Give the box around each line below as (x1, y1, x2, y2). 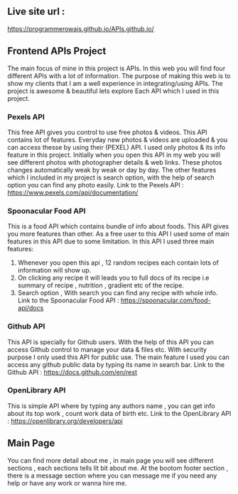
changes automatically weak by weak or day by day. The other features (7, 165, 217, 174)
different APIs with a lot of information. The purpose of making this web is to (7, 71, 231, 80)
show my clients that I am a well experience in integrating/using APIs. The (7, 79, 223, 87)
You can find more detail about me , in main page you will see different (7, 456, 214, 464)
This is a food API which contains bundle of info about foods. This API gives (7, 222, 229, 231)
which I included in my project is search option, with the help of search (7, 173, 215, 182)
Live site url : (7, 6, 65, 18)
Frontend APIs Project (7, 45, 107, 57)
